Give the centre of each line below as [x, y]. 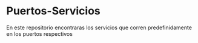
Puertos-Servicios [54, 11]
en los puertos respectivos [39, 33]
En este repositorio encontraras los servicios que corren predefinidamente [99, 27]
